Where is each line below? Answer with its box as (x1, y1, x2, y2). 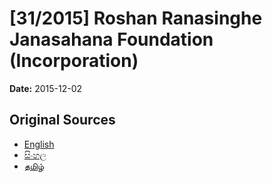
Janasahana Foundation (9, 28, 214, 51)
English (23, 138, 55, 150)
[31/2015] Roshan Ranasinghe (9, 7, 263, 30)
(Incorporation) (9, 50, 139, 72)
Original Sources (9, 112, 116, 129)
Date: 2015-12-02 (9, 82, 83, 94)
